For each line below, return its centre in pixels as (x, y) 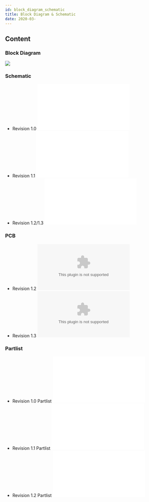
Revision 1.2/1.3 (28, 223)
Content (18, 39)
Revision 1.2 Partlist (32, 495)
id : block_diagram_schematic (35, 10)
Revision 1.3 (24, 335)
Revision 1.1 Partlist (31, 448)
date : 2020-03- (21, 19)
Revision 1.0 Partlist (32, 401)
